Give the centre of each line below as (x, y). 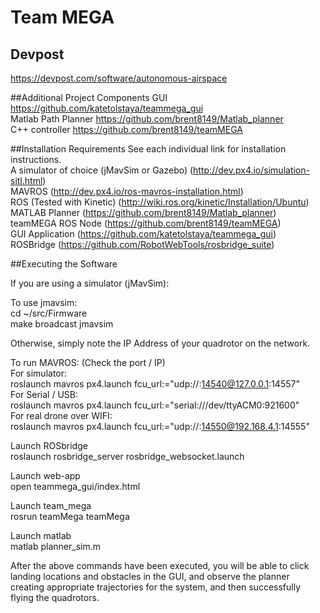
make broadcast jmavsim (62, 324)
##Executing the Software (64, 264)
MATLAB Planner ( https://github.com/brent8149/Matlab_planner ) (143, 212)
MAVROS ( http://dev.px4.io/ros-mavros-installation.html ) (127, 191)
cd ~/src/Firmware (49, 313)
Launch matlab (41, 535)
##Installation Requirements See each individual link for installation (148, 149)
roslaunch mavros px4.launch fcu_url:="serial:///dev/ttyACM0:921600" (155, 405)
